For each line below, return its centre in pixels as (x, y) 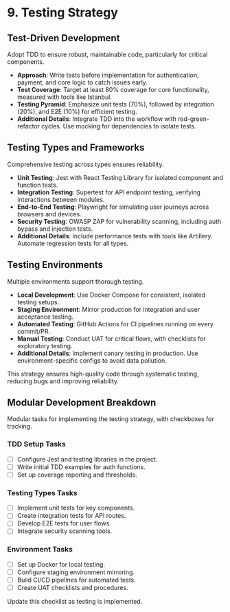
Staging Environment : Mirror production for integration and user (108, 309)
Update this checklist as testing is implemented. (75, 602)
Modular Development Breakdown (82, 403)
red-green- (194, 119)
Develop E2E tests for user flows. (64, 523)
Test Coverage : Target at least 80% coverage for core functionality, (113, 90)
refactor (28, 126)
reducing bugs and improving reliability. (63, 381)
